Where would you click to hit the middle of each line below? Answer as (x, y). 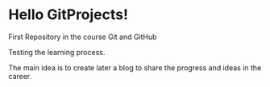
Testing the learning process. (57, 52)
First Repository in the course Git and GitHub (83, 37)
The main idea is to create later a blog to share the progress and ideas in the (135, 67)
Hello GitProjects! (69, 15)
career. (20, 76)
